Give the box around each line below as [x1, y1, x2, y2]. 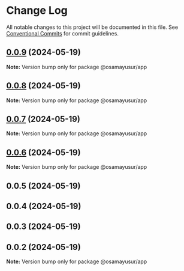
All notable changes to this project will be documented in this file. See [6, 23, 179, 31]
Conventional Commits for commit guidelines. [6, 29, 119, 37]
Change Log [6, 4, 68, 17]
